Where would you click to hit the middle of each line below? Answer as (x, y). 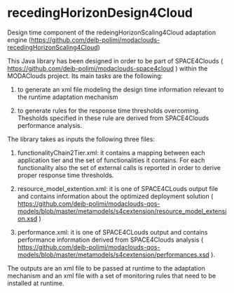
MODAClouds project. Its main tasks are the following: (85, 76)
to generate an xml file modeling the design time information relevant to (121, 89)
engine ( (19, 39)
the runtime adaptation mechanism (68, 97)
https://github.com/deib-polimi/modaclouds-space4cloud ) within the (108, 68)
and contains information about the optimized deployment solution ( (115, 196)
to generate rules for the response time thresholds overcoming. (109, 110)
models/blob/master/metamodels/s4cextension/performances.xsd (113, 254)
